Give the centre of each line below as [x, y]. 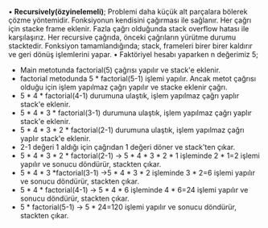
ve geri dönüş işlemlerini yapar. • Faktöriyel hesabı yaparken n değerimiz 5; [134, 54]
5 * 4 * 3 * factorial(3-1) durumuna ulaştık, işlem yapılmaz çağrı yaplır [136, 113]
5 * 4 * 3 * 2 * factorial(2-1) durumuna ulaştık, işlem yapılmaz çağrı [132, 130]
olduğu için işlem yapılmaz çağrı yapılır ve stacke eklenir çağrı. [124, 87]
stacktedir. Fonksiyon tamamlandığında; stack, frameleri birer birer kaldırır [131, 46]
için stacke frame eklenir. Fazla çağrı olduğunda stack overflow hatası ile [129, 29]
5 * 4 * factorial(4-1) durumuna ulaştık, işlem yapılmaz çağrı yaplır [130, 95]
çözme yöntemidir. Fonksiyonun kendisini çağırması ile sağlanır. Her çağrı [130, 20]
